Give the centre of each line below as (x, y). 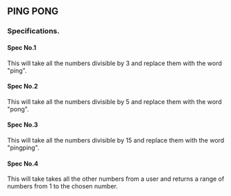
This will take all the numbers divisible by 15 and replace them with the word (116, 140)
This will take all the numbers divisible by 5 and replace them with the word (114, 101)
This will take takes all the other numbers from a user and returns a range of (116, 179)
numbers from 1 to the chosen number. (62, 186)
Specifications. (34, 31)
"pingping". (23, 148)
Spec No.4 (23, 163)
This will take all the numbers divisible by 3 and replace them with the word (114, 63)
